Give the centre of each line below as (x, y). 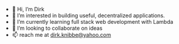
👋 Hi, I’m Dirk (28, 9)
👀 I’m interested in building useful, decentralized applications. (88, 15)
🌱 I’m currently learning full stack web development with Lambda (93, 22)
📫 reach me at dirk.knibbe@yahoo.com (61, 35)
